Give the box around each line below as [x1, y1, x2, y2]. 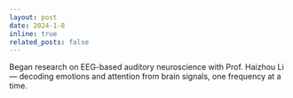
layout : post [9, 12, 58, 22]
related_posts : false [9, 37, 90, 47]
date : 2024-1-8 [9, 21, 66, 30]
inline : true [9, 29, 58, 38]
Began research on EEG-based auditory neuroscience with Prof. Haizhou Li [9, 62, 284, 72]
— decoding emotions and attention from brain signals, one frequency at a [9, 72, 281, 82]
